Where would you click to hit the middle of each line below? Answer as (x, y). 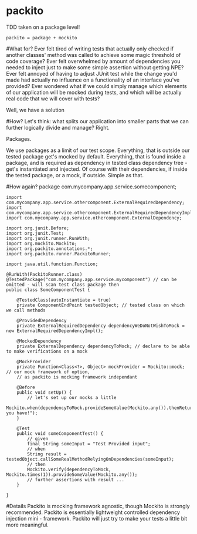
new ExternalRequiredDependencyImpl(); (55, 331)
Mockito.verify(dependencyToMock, (69, 469)
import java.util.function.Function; (52, 264)
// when (36, 449)
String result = (47, 454)
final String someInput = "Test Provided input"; (89, 444)
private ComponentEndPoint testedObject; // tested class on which (101, 305)
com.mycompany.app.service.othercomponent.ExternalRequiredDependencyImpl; (101, 212)
